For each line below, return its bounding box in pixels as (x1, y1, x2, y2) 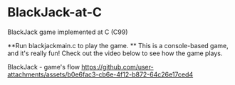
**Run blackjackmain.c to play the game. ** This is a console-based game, (7, 41, 229, 50)
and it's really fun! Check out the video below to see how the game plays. (7, 49, 223, 57)
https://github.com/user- (81, 62, 155, 71)
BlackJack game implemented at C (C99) (7, 28, 128, 36)
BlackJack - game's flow (7, 62, 80, 71)
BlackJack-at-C (7, 4, 102, 21)
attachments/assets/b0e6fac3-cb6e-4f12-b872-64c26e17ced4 (7, 70, 194, 79)
